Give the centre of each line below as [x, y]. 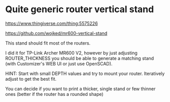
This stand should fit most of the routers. [48, 43]
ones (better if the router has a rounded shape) [55, 94]
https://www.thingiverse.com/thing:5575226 [52, 23]
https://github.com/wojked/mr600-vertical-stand [56, 33]
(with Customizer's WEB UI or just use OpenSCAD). [59, 63]
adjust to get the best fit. [31, 79]
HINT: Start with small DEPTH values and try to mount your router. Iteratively [85, 73]
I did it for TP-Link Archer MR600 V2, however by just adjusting [72, 53]
